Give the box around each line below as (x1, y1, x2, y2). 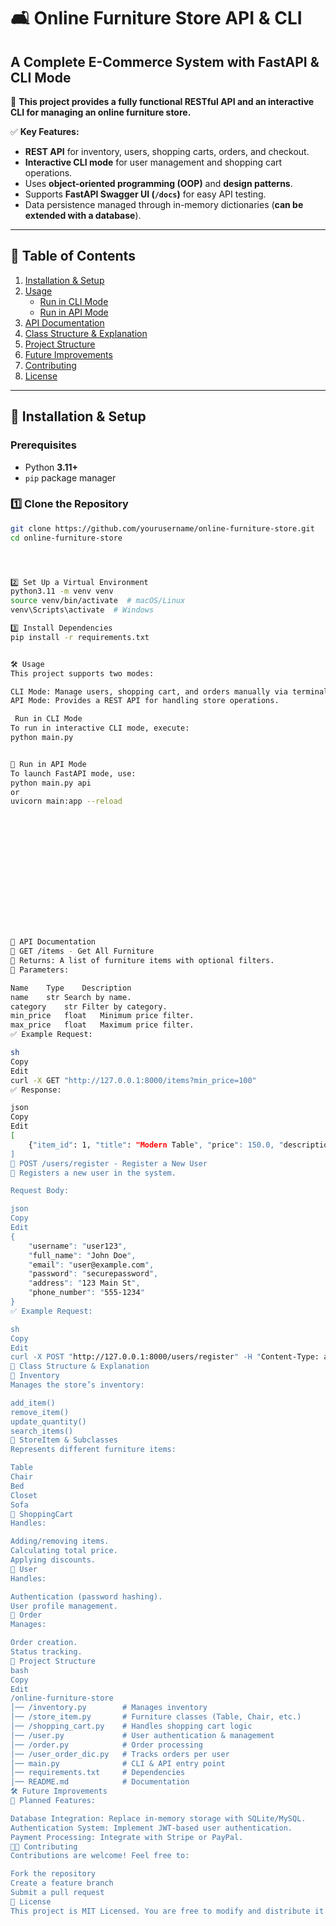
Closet (10, 1490, 38, 1500)
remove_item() (10, 1407, 70, 1417)
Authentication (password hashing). (10, 1591, 163, 1602)
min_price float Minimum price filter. (10, 1011, 195, 1021)
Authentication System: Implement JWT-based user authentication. (10, 1823, 293, 1833)
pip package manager (24, 471, 117, 484)
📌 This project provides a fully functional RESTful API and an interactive (10, 96, 315, 107)
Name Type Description (10, 983, 132, 993)
